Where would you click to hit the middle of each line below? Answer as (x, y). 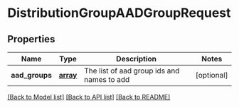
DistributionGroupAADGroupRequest (119, 13)
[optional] (212, 75)
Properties (31, 39)
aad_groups (31, 75)
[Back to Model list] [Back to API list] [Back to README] (89, 97)
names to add (107, 79)
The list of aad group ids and (132, 71)
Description (137, 59)
